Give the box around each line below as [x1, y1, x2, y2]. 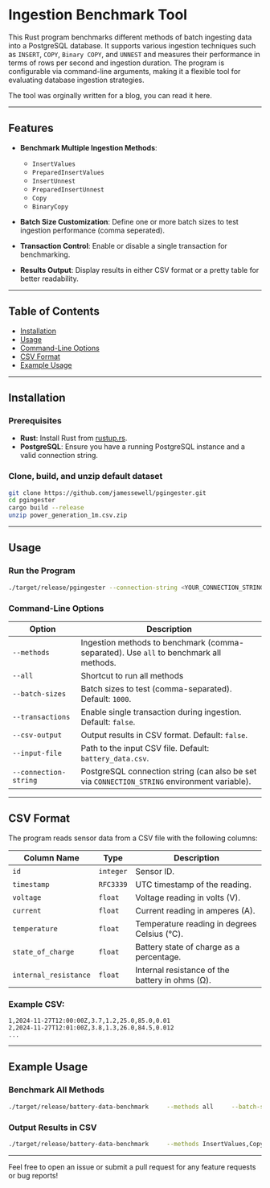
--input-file [12, 749, 63, 757]
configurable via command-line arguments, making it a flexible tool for [8, 66, 241, 76]
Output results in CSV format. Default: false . [80, 729, 248, 740]
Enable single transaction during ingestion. [80, 706, 242, 717]
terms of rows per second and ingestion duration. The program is [8, 58, 225, 68]
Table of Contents [8, 304, 100, 319]
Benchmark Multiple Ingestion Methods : [19, 142, 158, 152]
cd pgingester [8, 497, 56, 505]
